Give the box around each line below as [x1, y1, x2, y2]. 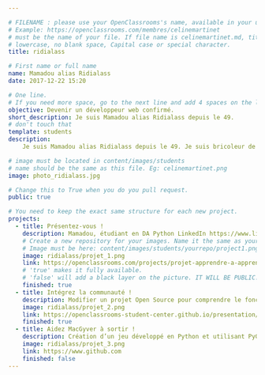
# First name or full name [8, 62, 97, 70]
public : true [8, 193, 51, 202]
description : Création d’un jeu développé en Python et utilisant [22, 333, 245, 341]
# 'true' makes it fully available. [22, 267, 144, 275]
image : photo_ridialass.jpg [8, 172, 101, 180]
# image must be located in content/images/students [8, 157, 185, 165]
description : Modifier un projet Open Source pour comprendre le [22, 296, 242, 304]
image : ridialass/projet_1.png [22, 252, 125, 259]
